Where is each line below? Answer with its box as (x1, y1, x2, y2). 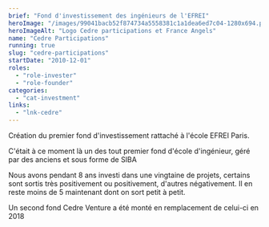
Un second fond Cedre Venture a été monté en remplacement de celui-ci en (8, 203, 259, 213)
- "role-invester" (15, 71, 78, 79)
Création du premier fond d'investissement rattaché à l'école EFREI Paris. (8, 131, 250, 140)
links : (8, 101, 30, 109)
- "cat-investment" (15, 94, 81, 102)
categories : (8, 86, 48, 95)
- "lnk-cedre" (15, 109, 62, 117)
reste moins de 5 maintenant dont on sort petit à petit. (8, 188, 186, 197)
